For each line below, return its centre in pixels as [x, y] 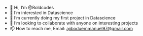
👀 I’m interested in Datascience [41, 13]
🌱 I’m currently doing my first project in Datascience [63, 18]
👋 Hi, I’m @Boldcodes [32, 8]
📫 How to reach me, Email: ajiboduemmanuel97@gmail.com [71, 28]
